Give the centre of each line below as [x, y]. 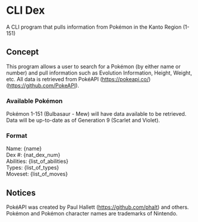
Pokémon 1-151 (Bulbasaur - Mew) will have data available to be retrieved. [96, 114]
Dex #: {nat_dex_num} [33, 155]
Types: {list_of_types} [33, 168]
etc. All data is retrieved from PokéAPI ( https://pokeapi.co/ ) [78, 79]
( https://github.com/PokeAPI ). [43, 85]
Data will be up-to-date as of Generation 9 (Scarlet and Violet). [83, 121]
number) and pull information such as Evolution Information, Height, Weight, [99, 73]
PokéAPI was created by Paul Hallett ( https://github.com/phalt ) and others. [98, 207]
